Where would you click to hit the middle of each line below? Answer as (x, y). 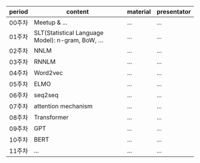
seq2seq (46, 95)
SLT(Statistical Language (69, 33)
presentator (174, 12)
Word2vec (49, 73)
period (19, 12)
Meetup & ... (50, 22)
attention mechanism (63, 106)
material (139, 12)
